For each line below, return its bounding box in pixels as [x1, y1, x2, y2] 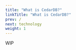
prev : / [5, 17, 22, 22]
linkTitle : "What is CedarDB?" [5, 12, 71, 17]
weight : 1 [5, 26, 26, 31]
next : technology [5, 21, 42, 27]
